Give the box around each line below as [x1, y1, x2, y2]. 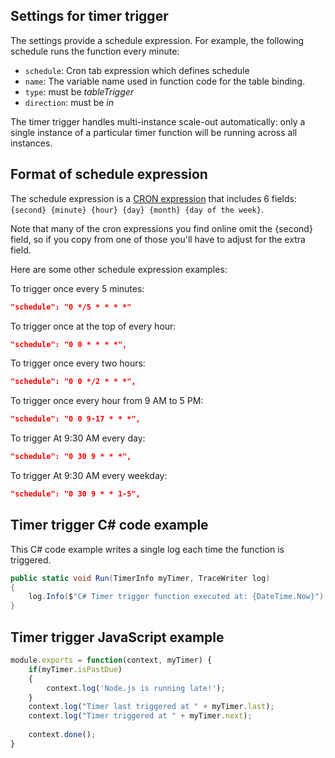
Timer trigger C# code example [10, 517, 209, 534]
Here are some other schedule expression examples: [10, 263, 228, 275]
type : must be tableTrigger [24, 85, 135, 98]
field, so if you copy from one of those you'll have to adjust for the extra [10, 233, 306, 245]
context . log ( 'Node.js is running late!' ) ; [46, 683, 226, 693]
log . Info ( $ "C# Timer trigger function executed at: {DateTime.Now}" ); [28, 592, 329, 602]
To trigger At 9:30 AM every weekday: [10, 470, 168, 481]
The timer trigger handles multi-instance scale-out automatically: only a [10, 115, 306, 128]
